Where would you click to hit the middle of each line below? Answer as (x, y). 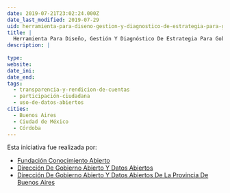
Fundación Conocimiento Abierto (64, 161)
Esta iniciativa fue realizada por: (52, 147)
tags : (15, 83)
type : (15, 58)
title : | (20, 33)
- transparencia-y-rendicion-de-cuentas (72, 90)
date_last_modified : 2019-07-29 (53, 20)
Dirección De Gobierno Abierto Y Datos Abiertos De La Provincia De (113, 175)
